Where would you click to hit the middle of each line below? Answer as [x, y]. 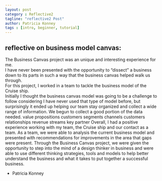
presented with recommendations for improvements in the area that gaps [79, 137]
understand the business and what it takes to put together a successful [77, 158]
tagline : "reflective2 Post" [35, 19]
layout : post [18, 10]
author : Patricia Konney [30, 23]
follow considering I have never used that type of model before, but [73, 101]
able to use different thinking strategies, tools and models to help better [77, 153]
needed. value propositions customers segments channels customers [75, 117]
